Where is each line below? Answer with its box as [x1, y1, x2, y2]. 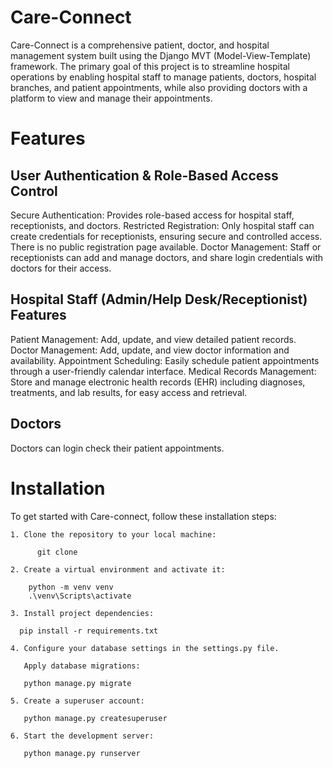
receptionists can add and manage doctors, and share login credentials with [10, 251, 324, 263]
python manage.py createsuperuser [23, 713, 168, 723]
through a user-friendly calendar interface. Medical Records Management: [10, 365, 317, 377]
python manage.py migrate [23, 678, 132, 688]
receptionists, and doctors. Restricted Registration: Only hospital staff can [10, 219, 315, 231]
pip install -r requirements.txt [19, 626, 159, 636]
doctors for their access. [10, 262, 112, 274]
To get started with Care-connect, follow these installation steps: [10, 510, 277, 522]
